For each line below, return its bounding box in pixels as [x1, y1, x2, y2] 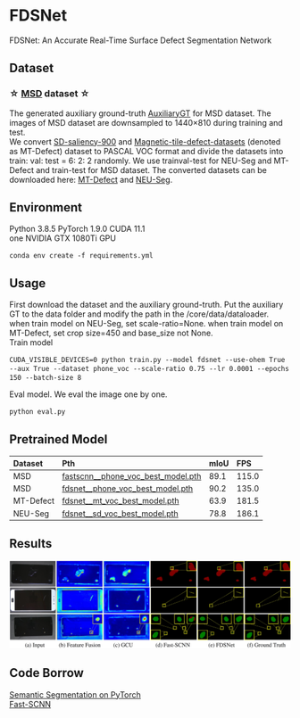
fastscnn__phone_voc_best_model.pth [62, 470, 202, 482]
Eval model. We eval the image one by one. [9, 389, 168, 400]
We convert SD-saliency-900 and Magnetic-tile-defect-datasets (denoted [9, 136, 281, 147]
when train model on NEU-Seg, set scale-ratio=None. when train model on [9, 318, 284, 329]
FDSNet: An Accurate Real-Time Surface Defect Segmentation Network [9, 35, 272, 45]
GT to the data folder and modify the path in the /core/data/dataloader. [9, 309, 270, 319]
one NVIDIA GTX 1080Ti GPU [9, 233, 116, 243]
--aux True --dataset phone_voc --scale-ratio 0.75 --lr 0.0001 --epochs [9, 365, 290, 374]
